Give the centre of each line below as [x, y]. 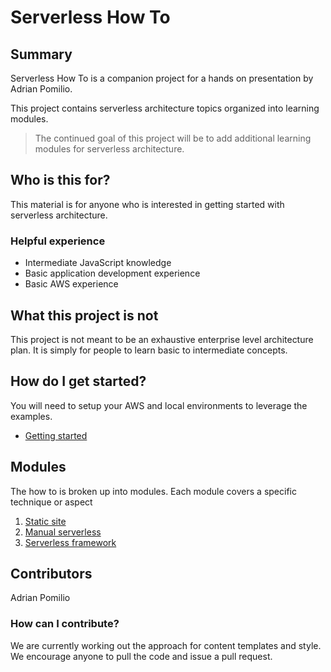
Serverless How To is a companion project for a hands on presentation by [162, 78]
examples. [31, 416]
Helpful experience [58, 241]
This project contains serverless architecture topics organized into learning [165, 108]
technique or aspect [51, 502]
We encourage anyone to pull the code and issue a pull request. [141, 656]
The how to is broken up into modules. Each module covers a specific [153, 491]
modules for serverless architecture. [109, 149]
